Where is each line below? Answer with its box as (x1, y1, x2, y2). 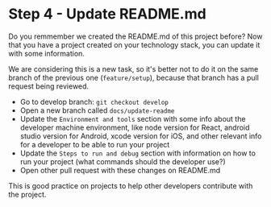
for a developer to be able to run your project (19, 139, 170, 149)
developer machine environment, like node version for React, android (19, 122, 250, 132)
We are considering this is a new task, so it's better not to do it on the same (8, 64, 259, 73)
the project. (8, 189, 47, 199)
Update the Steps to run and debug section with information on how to (19, 148, 256, 158)
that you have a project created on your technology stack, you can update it (8, 39, 261, 49)
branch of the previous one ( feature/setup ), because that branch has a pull (8, 72, 260, 82)
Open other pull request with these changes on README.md (19, 165, 221, 175)
